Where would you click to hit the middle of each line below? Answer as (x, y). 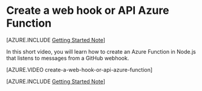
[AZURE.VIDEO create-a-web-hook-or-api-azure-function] (80, 69)
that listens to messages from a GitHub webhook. (68, 58)
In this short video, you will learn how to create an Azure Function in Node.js (101, 51)
